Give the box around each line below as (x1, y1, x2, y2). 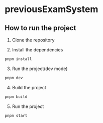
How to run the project (5, 24, 76, 32)
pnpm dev (5, 75, 23, 80)
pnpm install (5, 56, 32, 61)
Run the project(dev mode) (12, 66, 68, 72)
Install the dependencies (12, 47, 63, 52)
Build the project (12, 84, 46, 90)
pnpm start (5, 113, 28, 118)
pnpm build (5, 94, 28, 99)
